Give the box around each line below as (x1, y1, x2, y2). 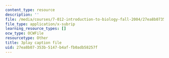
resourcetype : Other (5, 36, 49, 41)
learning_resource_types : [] (5, 26, 66, 31)
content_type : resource (5, 7, 55, 13)
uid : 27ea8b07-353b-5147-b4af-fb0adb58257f (5, 45, 98, 50)
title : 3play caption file (5, 40, 62, 45)
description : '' (5, 12, 39, 17)
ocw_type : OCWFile (5, 31, 44, 36)
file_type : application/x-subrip (5, 21, 75, 27)
